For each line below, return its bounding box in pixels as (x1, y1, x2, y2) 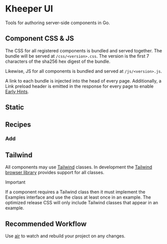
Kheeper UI (5, 3, 53, 15)
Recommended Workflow (5, 219, 87, 228)
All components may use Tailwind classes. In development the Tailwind (5, 164, 152, 170)
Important (5, 179, 26, 185)
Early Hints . (5, 89, 29, 95)
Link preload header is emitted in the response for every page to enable (5, 83, 154, 89)
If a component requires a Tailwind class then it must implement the (5, 189, 146, 195)
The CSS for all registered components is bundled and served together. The (5, 47, 162, 53)
